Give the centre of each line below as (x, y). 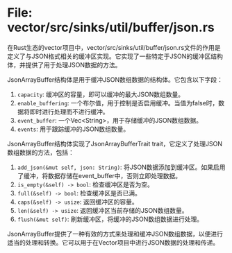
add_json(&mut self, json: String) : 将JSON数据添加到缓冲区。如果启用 (121, 167)
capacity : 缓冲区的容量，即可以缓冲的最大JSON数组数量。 (101, 94)
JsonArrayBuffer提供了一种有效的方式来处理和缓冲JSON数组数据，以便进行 (115, 234)
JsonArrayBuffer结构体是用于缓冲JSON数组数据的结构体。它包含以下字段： (115, 79)
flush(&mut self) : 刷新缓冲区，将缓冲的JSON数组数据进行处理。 (110, 219)
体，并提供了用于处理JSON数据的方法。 (64, 64)
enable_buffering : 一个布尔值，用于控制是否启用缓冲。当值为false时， (118, 103)
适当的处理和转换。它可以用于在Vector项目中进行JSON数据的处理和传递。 (113, 242)
